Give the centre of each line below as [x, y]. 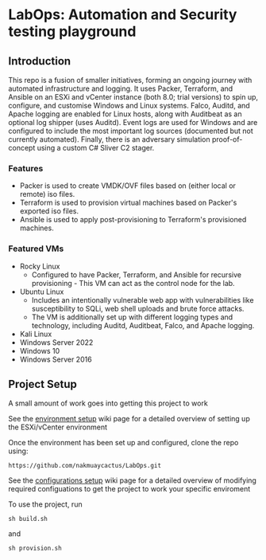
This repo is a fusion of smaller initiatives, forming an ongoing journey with [130, 80]
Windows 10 [40, 350]
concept [22, 148]
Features [26, 168]
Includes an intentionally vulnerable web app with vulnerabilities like [143, 300]
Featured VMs [36, 249]
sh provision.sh [35, 548]
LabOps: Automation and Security [123, 15]
